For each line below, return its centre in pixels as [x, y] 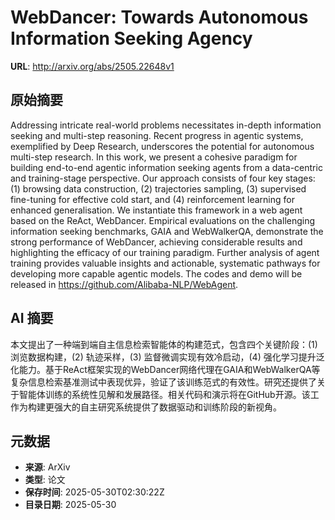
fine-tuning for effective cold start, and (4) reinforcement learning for [152, 199]
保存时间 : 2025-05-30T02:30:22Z [94, 492]
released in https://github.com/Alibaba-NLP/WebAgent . [124, 284]
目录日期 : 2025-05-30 [70, 505]
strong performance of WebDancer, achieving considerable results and [156, 242]
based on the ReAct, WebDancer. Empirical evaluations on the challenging [163, 220]
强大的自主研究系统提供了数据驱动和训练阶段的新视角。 [167, 407]
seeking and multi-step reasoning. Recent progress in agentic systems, [157, 135]
